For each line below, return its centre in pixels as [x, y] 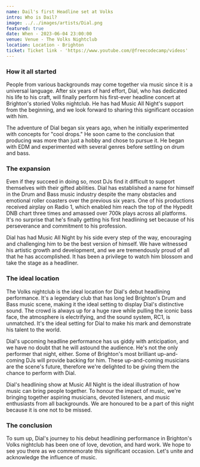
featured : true [25, 28]
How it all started [31, 71]
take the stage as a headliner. [42, 263]
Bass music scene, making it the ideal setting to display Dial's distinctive [95, 304]
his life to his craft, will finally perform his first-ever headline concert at [93, 97]
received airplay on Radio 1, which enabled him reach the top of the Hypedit [99, 207]
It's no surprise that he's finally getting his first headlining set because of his [100, 220]
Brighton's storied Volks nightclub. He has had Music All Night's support [95, 104]
